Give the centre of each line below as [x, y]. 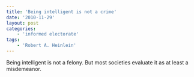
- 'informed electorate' [48, 34]
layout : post [23, 23]
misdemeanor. [24, 69]
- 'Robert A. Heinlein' [47, 46]
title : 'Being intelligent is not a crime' [62, 12]
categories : [21, 29]
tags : [13, 40]
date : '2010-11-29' [31, 17]
